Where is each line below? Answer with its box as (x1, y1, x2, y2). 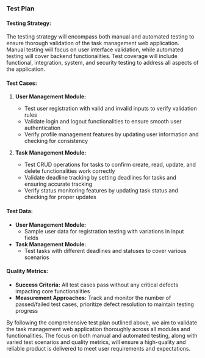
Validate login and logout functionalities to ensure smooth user (24, 118, 182, 125)
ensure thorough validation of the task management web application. (6, 40, 179, 47)
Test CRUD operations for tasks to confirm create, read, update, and (24, 161, 196, 169)
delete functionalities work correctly (24, 167, 115, 175)
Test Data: (6, 207, 34, 214)
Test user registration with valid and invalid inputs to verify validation (24, 105, 197, 112)
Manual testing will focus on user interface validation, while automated (6, 46, 184, 53)
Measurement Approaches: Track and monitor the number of (15, 294, 171, 301)
